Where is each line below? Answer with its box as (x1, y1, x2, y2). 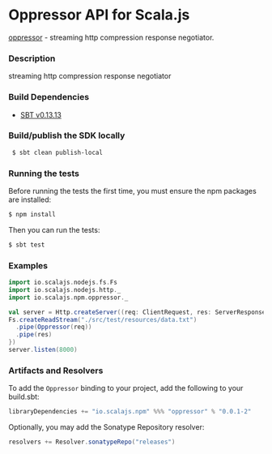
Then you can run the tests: (8, 225, 100, 234)
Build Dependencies (8, 92, 90, 103)
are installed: (8, 195, 52, 204)
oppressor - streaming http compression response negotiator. (8, 32, 215, 42)
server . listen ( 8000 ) (8, 346, 79, 354)
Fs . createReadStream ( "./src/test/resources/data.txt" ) (8, 315, 198, 323)
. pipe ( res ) (15, 331, 53, 339)
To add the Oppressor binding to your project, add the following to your (8, 383, 244, 393)
